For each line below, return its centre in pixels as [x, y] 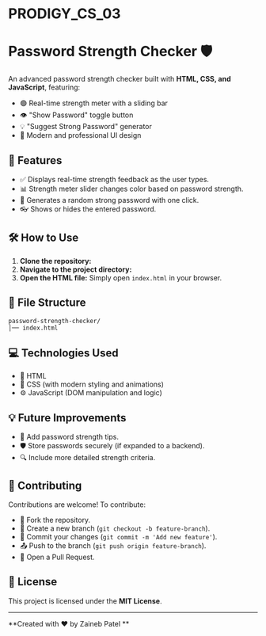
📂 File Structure [47, 303]
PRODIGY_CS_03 [65, 14]
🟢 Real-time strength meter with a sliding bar [94, 103]
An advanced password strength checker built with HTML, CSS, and [120, 79]
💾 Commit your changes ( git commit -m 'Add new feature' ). [118, 537]
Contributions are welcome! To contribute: [77, 505]
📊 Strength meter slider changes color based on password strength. [131, 189]
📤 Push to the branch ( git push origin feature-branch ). [113, 546]
